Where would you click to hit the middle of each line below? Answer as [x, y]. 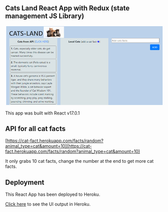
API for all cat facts [36, 129]
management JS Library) [45, 16]
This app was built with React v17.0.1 [43, 113]
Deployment [25, 182]
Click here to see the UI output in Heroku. [48, 204]
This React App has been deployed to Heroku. [53, 194]
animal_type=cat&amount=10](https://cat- [48, 146]
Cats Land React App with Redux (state [67, 8]
